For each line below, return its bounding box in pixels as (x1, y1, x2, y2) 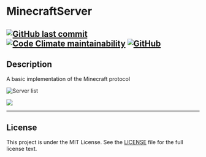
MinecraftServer (6, 4, 93, 18)
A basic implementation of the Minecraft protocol (6, 75, 131, 83)
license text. (6, 145, 37, 153)
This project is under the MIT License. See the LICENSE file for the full (6, 139, 183, 146)
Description (6, 59, 52, 69)
